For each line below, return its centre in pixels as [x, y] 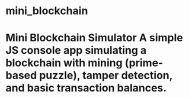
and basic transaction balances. [86, 88]
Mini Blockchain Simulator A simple [94, 38]
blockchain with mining [64, 63]
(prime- [144, 63]
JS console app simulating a [76, 50]
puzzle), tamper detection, [106, 76]
